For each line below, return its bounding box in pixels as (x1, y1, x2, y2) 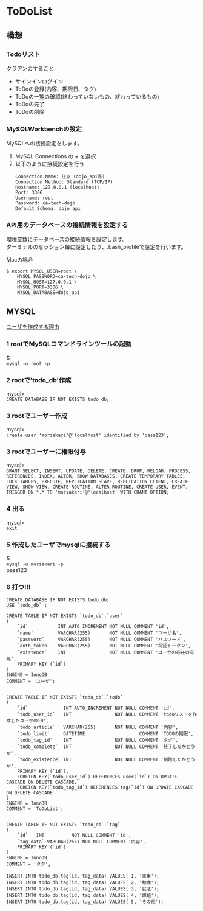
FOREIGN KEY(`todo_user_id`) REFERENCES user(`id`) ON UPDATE (17, 774, 178, 780)
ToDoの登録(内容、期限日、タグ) (15, 85, 96, 92)
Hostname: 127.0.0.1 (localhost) (15, 184, 100, 190)
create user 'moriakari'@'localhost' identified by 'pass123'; (6, 432, 170, 439)
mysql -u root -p (6, 360, 50, 366)
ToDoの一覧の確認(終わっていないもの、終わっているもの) (15, 92, 159, 100)
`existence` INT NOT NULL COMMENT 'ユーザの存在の (17, 649, 190, 655)
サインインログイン (15, 77, 64, 85)
